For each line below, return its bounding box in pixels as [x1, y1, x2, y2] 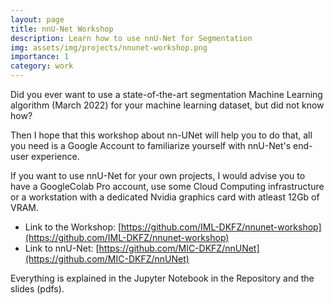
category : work [10, 61, 74, 71]
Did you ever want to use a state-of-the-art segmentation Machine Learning [10, 89, 323, 100]
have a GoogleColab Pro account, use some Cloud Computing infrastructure [10, 181, 325, 192]
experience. [31, 151, 80, 162]
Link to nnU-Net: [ [24, 242, 100, 254]
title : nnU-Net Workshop [10, 24, 114, 34]
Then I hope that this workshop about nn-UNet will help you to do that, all [10, 129, 313, 141]
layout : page [10, 14, 65, 25]
